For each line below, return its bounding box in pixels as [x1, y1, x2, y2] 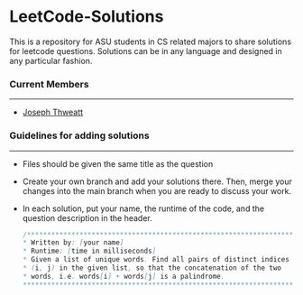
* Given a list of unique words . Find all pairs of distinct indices [22, 255, 290, 264]
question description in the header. [22, 212, 152, 223]
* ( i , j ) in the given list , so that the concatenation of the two [22, 263, 282, 272]
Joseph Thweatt [22, 106, 84, 118]
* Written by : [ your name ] [22, 238, 124, 247]
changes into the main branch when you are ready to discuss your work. [22, 185, 291, 196]
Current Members [9, 78, 89, 90]
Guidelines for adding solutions [9, 129, 151, 142]
